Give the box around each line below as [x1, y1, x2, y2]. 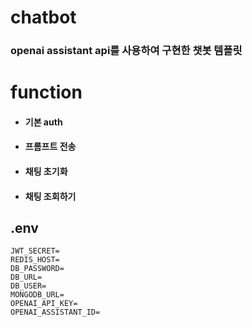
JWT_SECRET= [10, 246, 60, 256]
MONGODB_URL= [10, 290, 65, 300]
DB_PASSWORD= [10, 264, 65, 274]
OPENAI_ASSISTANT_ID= [10, 307, 101, 318]
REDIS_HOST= [10, 255, 60, 265]
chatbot [10, 6, 77, 29]
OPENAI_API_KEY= [10, 299, 78, 309]
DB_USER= [10, 281, 47, 291]
